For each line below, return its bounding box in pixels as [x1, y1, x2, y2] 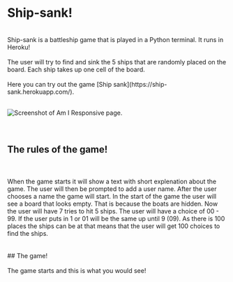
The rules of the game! [7, 143, 108, 155]
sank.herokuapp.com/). [7, 87, 75, 96]
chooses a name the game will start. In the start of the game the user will [7, 192, 217, 200]
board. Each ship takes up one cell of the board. [7, 65, 145, 73]
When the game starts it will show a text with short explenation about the [7, 177, 217, 185]
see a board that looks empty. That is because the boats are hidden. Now [7, 199, 218, 208]
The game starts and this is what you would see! [7, 266, 146, 274]
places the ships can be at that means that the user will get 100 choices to [7, 222, 220, 230]
